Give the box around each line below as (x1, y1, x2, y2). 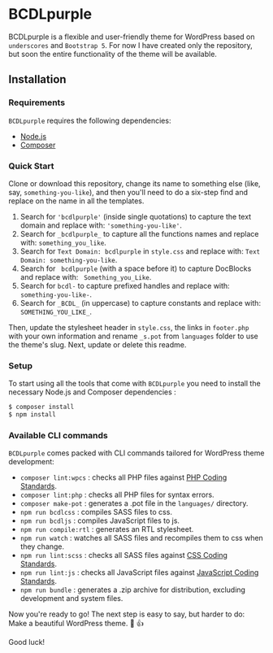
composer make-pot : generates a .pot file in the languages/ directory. (19, 498, 249, 508)
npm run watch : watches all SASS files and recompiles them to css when (19, 533, 264, 543)
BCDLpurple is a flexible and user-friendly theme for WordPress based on (8, 32, 255, 41)
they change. (19, 542, 65, 551)
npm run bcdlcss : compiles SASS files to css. (19, 507, 173, 517)
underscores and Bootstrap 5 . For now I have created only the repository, (8, 40, 253, 50)
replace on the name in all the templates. (8, 196, 145, 206)
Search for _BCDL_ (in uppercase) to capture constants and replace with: (19, 298, 262, 307)
